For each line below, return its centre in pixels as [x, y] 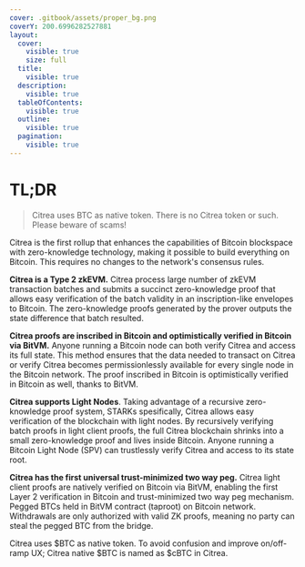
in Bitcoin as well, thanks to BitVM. [74, 384]
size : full [46, 60]
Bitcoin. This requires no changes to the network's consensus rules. [137, 261]
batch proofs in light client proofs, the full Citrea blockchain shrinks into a [147, 430]
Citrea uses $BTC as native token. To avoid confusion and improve [134, 543]
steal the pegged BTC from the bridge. [81, 525]
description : [42, 86]
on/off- [274, 543]
